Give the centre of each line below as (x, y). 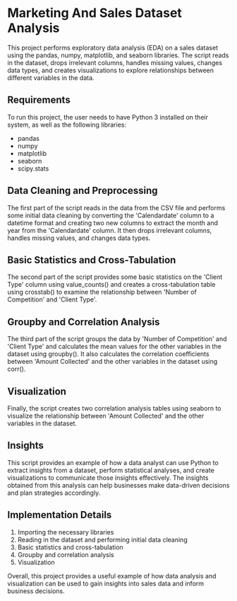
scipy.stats (33, 168)
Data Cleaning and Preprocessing (83, 191)
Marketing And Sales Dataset (95, 13)
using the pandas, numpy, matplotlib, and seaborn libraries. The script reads (118, 55)
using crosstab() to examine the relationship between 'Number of (102, 292)
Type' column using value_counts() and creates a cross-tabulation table (111, 285)
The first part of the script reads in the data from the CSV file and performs (116, 207)
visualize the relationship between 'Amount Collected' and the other (106, 416)
